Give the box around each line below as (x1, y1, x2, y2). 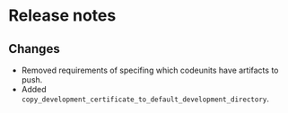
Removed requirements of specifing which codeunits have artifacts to (21, 65, 279, 75)
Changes (8, 41, 60, 56)
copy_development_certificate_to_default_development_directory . (21, 93, 270, 104)
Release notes (8, 5, 117, 26)
